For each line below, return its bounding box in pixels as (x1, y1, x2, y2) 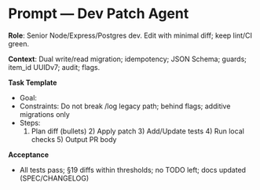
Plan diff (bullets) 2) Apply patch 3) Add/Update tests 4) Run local (31, 126, 245, 136)
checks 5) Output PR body (31, 134, 117, 144)
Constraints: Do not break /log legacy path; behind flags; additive (19, 101, 231, 111)
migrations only (19, 109, 71, 119)
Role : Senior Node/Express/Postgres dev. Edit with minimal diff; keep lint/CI (8, 31, 253, 40)
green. (8, 38, 30, 48)
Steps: (19, 118, 41, 127)
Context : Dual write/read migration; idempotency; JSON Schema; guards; (8, 54, 247, 64)
